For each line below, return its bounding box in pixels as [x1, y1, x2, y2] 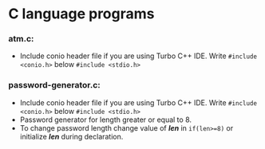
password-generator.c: [8, 80, 101, 91]
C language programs [8, 5, 155, 23]
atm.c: [8, 33, 34, 45]
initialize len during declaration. [19, 131, 124, 141]
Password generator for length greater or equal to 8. [19, 115, 192, 124]
